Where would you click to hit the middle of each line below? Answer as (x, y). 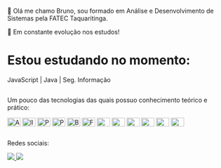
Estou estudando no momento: (99, 60)
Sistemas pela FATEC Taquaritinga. (58, 18)
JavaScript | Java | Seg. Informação (59, 79)
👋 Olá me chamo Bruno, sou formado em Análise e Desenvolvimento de (110, 11)
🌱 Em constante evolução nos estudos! (63, 32)
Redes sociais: (28, 143)
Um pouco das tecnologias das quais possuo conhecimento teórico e (107, 100)
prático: (19, 108)
